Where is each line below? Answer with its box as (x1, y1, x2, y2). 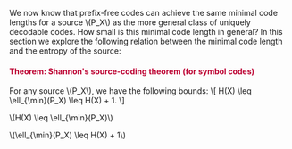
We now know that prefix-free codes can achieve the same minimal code (9, 8, 279, 18)
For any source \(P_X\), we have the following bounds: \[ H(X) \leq (9, 86, 252, 96)
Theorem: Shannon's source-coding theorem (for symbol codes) (9, 66, 255, 77)
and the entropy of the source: (9, 46, 121, 56)
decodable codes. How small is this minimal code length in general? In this (9, 27, 283, 37)
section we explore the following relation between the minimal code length (9, 36, 283, 46)
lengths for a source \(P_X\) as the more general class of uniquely (9, 17, 252, 28)
